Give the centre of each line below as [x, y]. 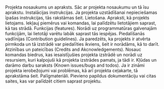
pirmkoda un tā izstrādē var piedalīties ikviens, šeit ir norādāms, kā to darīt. [82, 44]
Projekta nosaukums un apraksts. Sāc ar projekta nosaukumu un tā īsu [77, 7]
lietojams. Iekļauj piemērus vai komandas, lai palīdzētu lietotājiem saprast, [81, 23]
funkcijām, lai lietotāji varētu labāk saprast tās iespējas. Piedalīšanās [75, 34]
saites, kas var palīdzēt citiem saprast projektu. [53, 81]
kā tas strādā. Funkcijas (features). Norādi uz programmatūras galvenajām [81, 28]
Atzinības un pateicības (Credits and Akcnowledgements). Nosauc [73, 49]
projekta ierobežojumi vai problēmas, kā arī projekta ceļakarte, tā [72, 71]
